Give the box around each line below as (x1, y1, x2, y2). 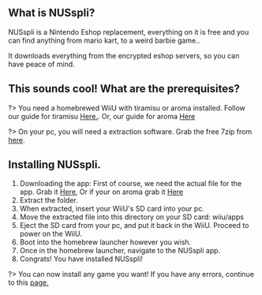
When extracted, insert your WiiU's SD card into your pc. (19, 204, 205, 214)
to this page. (8, 278, 49, 287)
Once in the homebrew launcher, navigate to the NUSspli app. (19, 246, 221, 256)
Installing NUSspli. (8, 158, 101, 172)
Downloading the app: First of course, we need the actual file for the (19, 179, 242, 189)
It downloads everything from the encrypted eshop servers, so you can (8, 50, 240, 60)
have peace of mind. (8, 59, 75, 69)
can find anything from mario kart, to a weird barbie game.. (8, 35, 200, 45)
